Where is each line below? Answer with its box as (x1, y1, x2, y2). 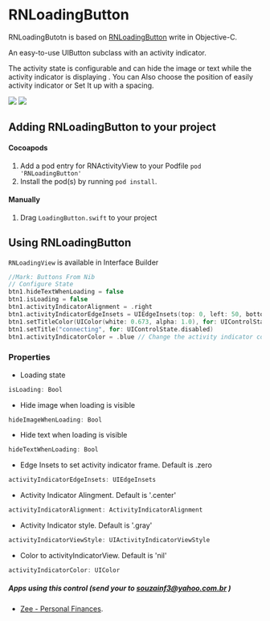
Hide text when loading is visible (19, 430, 128, 440)
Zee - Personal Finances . (19, 603, 104, 613)
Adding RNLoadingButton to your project (8, 121, 217, 134)
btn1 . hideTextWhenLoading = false (8, 288, 125, 296)
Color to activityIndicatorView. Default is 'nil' (19, 550, 167, 560)
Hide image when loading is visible (19, 400, 135, 409)
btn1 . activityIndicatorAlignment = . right (8, 303, 153, 311)
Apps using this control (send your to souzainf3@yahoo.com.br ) (8, 583, 231, 593)
